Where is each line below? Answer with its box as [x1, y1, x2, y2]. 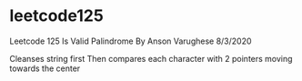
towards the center [9, 63, 81, 74]
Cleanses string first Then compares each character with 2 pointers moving [9, 53, 293, 64]
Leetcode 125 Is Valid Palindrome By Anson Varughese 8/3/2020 [9, 35, 252, 46]
